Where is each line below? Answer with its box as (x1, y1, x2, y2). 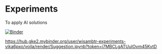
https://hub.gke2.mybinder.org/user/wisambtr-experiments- (5, 38, 126, 44)
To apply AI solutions (5, 19, 47, 25)
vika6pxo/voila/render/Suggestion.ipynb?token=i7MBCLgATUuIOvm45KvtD (5, 43, 157, 49)
